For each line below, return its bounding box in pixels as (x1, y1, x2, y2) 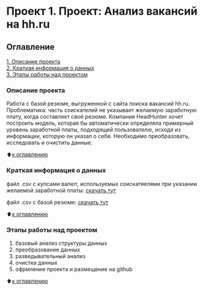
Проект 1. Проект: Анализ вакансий (6, 4, 197, 18)
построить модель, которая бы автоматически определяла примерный (6, 119, 194, 127)
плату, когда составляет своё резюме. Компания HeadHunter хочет (6, 113, 183, 121)
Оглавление (6, 42, 55, 52)
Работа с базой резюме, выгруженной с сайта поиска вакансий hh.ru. (6, 100, 190, 108)
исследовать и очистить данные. (6, 139, 93, 146)
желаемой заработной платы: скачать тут (6, 187, 116, 194)
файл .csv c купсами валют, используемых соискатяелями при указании (6, 180, 197, 187)
